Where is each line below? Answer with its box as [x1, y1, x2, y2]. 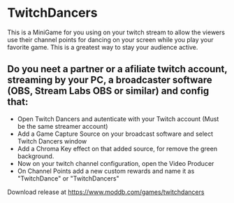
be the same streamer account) [17, 122, 108, 130]
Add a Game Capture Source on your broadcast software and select [17, 129, 214, 138]
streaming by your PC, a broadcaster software [7, 74, 213, 86]
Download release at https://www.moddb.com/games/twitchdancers [7, 188, 205, 196]
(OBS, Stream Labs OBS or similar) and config [7, 85, 210, 97]
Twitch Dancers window [17, 136, 87, 145]
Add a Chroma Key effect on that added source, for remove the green [17, 144, 218, 153]
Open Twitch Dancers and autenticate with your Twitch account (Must [17, 114, 219, 123]
